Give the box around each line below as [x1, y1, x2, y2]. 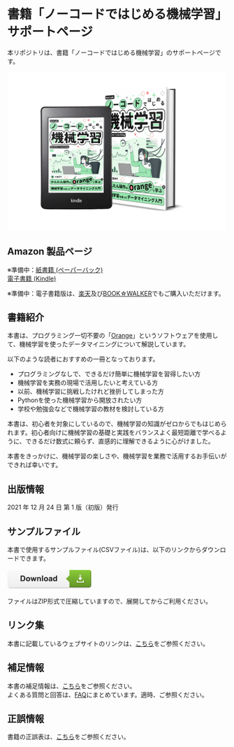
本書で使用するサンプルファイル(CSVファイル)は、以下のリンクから [7, 545, 202, 553]
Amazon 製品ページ [7, 246, 93, 257]
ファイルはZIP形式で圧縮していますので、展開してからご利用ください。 [7, 597, 212, 605]
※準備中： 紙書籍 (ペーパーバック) [7, 265, 103, 273]
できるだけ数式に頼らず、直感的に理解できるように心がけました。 [25, 437, 214, 446]
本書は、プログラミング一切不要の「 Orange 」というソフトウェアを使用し [7, 332, 219, 340]
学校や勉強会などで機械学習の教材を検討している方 [17, 405, 165, 413]
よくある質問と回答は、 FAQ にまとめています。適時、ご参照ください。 [7, 690, 208, 699]
